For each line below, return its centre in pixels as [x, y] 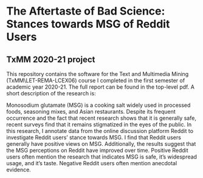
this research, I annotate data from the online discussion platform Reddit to [100, 131]
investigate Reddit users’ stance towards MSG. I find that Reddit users [94, 137]
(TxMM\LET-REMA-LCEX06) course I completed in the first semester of [96, 80]
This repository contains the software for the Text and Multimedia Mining [98, 74]
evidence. [19, 169]
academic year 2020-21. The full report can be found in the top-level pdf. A [100, 87]
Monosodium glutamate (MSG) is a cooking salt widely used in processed [98, 105]
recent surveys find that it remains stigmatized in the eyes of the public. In [99, 125]
